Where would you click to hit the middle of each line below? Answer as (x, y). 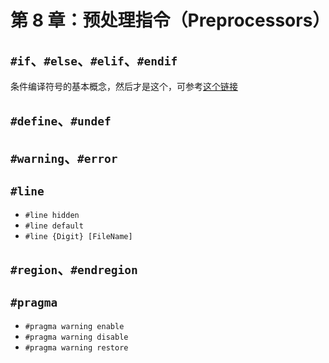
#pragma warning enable (74, 326)
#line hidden (52, 215)
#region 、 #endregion (74, 269)
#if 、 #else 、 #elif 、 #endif (94, 60)
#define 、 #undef (61, 121)
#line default (54, 226)
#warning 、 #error (64, 157)
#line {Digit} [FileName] (78, 236)
